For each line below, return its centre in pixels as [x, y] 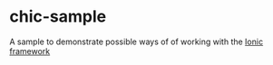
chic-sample [58, 17]
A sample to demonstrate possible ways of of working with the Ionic [136, 42]
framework [30, 51]
